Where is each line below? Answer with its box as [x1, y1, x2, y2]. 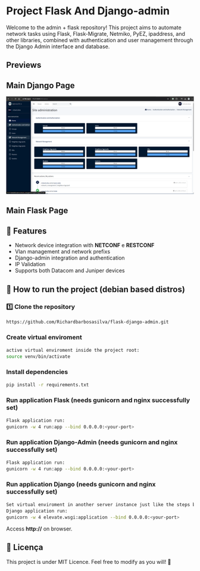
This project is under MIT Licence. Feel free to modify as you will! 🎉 [6, 558, 171, 565]
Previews [6, 60, 42, 70]
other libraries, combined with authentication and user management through [6, 36, 193, 43]
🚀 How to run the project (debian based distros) [6, 284, 186, 294]
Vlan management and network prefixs [14, 248, 111, 255]
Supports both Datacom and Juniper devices [14, 267, 125, 274]
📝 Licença [6, 542, 43, 553]
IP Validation [14, 261, 46, 268]
